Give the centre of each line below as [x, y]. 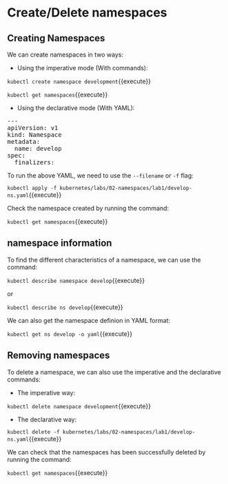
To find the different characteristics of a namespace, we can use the [104, 260]
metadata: [23, 141]
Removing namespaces [59, 356]
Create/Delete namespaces [87, 13]
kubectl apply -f [32, 188]
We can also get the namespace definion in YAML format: [89, 320]
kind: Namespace [34, 135]
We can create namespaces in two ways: [65, 54]
